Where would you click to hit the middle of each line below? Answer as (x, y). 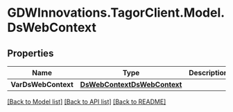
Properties (31, 53)
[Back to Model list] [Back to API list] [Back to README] (87, 102)
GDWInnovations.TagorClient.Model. (116, 13)
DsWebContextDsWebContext (131, 85)
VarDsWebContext (42, 85)
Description (208, 73)
